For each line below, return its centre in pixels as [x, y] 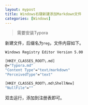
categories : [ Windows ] [28, 18]
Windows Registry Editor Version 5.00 [44, 52]
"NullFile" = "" [19, 88]
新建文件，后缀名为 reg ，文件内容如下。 [44, 43]
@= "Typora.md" [19, 66]
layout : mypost [20, 9]
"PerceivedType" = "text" [29, 75]
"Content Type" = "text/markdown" [37, 70]
